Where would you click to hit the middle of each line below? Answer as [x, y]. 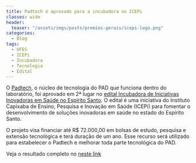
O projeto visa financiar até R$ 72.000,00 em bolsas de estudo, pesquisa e [96, 130]
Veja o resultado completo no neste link [54, 154]
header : [16, 22]
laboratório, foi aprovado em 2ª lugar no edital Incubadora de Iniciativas [93, 94]
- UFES [19, 50]
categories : [20, 33]
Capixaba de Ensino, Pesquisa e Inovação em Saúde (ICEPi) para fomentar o [98, 106]
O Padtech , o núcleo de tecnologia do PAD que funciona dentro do [86, 88]
